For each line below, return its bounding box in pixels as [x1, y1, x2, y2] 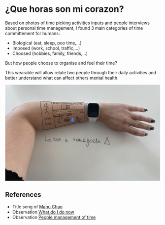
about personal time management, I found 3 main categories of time [5, 25, 143, 31]
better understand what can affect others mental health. [5, 75, 119, 81]
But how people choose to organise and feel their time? [5, 60, 117, 66]
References [5, 190, 41, 199]
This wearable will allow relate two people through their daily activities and [5, 69, 157, 75]
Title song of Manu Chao [12, 204, 63, 210]
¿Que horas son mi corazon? [5, 3, 124, 15]
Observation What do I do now [12, 209, 75, 215]
